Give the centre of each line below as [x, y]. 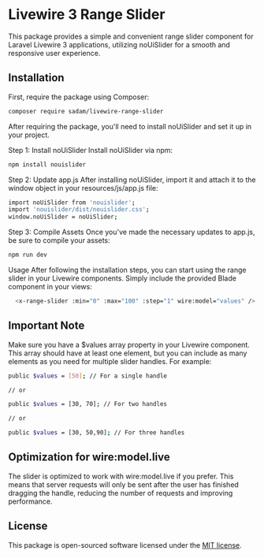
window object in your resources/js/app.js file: [83, 188]
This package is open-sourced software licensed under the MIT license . [125, 545]
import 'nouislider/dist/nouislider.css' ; [79, 210]
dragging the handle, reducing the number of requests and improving [121, 493]
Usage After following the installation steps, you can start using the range [127, 270]
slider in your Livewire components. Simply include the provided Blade [122, 278]
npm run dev [28, 255]
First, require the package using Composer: [79, 97]
